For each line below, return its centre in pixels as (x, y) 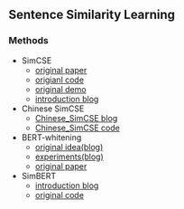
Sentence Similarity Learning (92, 15)
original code (60, 195)
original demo (60, 89)
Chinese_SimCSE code (78, 128)
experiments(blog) (69, 157)
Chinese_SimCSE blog (76, 118)
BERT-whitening (51, 137)
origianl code (60, 80)
